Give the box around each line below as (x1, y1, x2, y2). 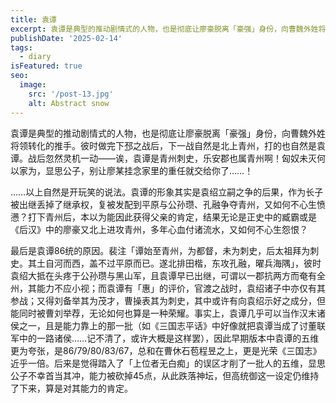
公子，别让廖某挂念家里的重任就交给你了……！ (62, 164, 254, 176)
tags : (10, 42, 33, 53)
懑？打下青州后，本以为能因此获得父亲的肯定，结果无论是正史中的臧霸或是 (10, 211, 317, 223)
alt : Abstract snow (28, 98, 110, 108)
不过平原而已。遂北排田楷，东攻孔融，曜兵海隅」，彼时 (97, 257, 322, 269)
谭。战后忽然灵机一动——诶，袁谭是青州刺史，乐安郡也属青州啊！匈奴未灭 (10, 152, 317, 164)
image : (19, 80, 47, 90)
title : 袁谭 (10, 14, 57, 25)
